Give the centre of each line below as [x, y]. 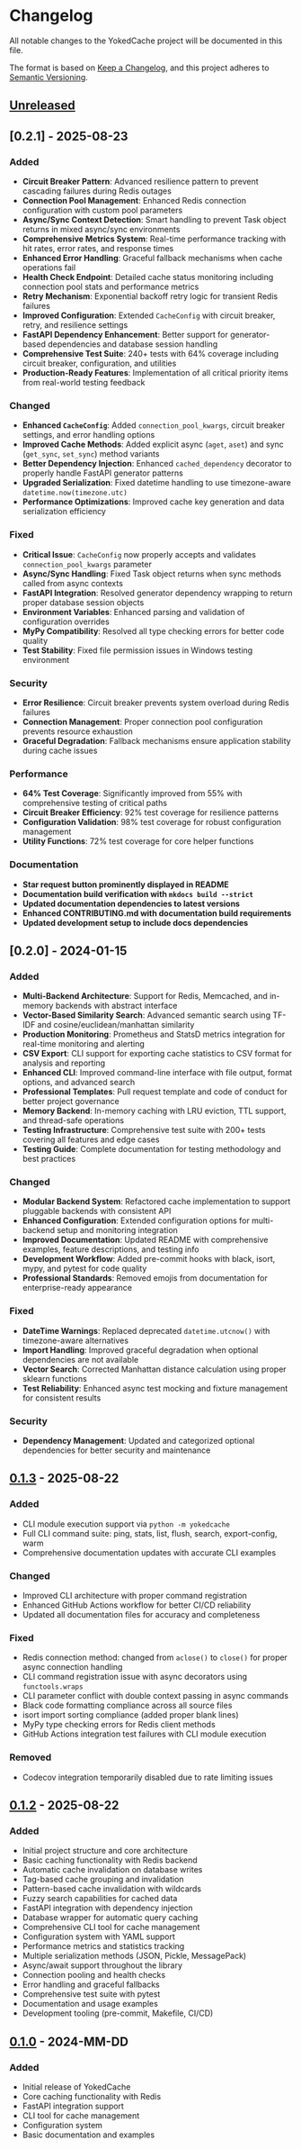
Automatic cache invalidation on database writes [112, 1870]
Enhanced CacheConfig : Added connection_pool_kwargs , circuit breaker [154, 425]
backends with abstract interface [116, 1006]
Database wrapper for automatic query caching [110, 1918]
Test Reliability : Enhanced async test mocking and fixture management [155, 1388]
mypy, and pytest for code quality [84, 1269]
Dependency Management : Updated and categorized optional [138, 1441]
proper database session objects [83, 602]
